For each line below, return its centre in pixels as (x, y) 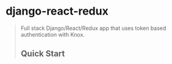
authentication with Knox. (52, 34)
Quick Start (43, 54)
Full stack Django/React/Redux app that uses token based (93, 28)
